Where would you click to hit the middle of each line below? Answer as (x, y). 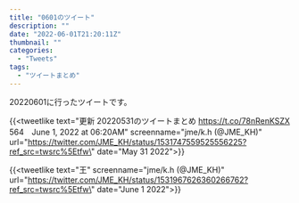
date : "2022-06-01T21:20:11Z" (66, 34)
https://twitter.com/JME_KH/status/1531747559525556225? (137, 142)
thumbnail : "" (36, 42)
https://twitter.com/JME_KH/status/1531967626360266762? (137, 180)
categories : (31, 51)
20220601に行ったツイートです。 (71, 101)
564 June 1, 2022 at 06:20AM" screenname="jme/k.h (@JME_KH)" (136, 132)
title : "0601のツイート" (52, 17)
